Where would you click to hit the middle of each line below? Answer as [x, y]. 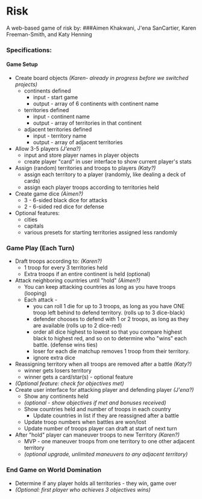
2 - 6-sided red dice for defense [64, 207]
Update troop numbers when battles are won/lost [85, 422]
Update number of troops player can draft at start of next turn [100, 429]
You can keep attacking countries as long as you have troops [100, 287]
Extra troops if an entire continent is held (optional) [87, 274]
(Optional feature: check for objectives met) [70, 383]
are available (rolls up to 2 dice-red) [77, 326]
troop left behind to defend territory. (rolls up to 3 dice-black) [109, 312]
